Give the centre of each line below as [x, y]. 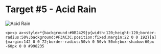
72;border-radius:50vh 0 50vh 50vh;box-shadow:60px [98, 42]
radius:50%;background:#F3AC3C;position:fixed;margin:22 [67, 37]
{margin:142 [18, 42]
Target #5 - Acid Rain [51, 9]
